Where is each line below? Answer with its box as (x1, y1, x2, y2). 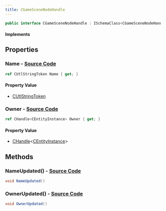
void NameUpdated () (5, 178, 45, 183)
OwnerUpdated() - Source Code (5, 190, 83, 197)
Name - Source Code (5, 60, 56, 67)
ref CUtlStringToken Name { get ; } (5, 71, 79, 76)
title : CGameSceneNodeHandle (5, 7, 65, 12)
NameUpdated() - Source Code (5, 167, 82, 174)
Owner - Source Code (5, 105, 58, 112)
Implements (5, 32, 31, 37)
